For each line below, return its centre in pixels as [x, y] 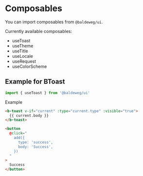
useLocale [22, 56]
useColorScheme [29, 66]
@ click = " [18, 133]
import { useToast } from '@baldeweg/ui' [48, 93]
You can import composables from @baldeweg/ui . [54, 22]
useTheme [23, 46]
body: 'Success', [36, 147]
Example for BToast [35, 82]
